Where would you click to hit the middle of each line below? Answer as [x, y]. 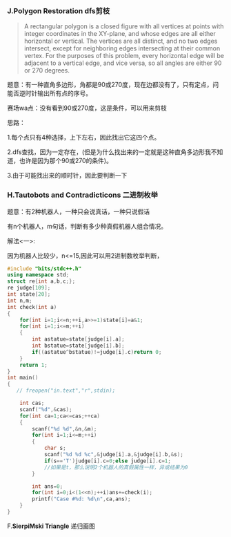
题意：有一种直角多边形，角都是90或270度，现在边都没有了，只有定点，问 [113, 85]
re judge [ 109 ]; [29, 288]
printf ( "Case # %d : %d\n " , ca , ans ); [81, 499]
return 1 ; [34, 365]
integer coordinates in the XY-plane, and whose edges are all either [120, 34]
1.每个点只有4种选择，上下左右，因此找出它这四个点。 [84, 138]
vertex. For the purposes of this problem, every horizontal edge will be [124, 56]
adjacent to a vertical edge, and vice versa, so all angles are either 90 [123, 63]
